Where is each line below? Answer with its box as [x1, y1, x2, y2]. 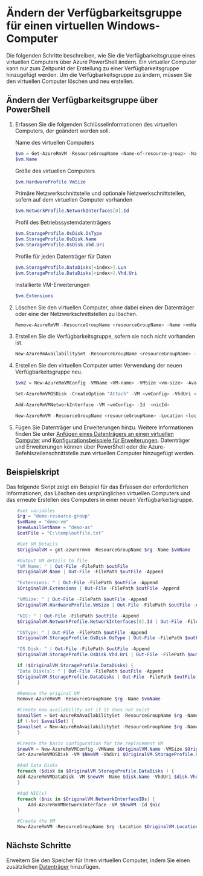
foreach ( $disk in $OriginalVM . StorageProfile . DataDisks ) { [17, 768, 175, 774]
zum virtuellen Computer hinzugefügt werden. [80, 449, 195, 456]
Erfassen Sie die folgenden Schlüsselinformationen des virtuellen [14, 120, 178, 128]
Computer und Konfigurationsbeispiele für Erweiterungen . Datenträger [14, 436, 190, 444]
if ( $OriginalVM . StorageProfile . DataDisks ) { [17, 663, 134, 669]
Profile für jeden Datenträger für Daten [14, 252, 112, 260]
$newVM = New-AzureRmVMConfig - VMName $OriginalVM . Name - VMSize [17, 746, 182, 752]
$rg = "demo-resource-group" [17, 513, 91, 519]
